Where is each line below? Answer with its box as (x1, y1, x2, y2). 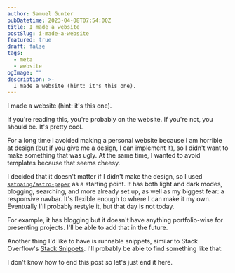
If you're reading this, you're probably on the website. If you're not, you (7, 115, 213, 124)
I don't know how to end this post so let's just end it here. (7, 258, 173, 267)
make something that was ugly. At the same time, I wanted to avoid (7, 151, 201, 160)
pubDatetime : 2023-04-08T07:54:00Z (7, 17, 112, 24)
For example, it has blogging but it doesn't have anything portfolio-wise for (7, 216, 223, 224)
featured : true (7, 37, 52, 44)
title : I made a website (7, 23, 80, 30)
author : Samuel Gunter (7, 10, 74, 18)
